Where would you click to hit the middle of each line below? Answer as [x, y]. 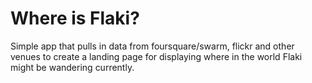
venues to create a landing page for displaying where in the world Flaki [156, 56]
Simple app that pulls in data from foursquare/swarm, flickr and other [152, 46]
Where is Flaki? [75, 18]
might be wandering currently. [72, 67]
